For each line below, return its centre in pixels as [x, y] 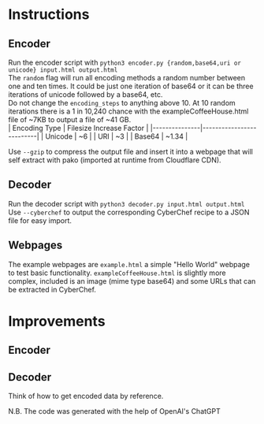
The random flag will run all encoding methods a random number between [127, 78]
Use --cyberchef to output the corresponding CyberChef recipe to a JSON [129, 212]
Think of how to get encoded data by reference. [86, 396]
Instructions [49, 15]
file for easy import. [40, 220]
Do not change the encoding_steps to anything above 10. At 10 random [122, 103]
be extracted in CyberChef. [52, 289]
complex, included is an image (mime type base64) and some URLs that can [132, 281]
